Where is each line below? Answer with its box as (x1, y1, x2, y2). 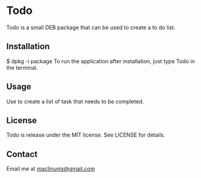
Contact (6, 149, 38, 159)
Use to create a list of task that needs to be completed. (6, 98, 144, 105)
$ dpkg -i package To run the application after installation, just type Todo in (6, 57, 195, 64)
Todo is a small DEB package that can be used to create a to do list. (6, 24, 175, 31)
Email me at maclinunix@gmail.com (6, 165, 96, 173)
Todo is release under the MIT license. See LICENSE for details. (6, 131, 166, 139)
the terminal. (6, 64, 38, 71)
